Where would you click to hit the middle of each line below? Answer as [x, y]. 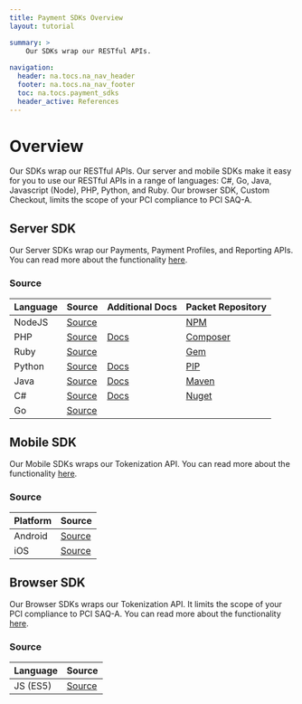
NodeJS [31, 322]
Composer [208, 337]
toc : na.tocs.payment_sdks [68, 93]
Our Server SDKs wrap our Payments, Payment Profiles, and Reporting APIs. [151, 251]
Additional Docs [142, 307]
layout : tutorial [42, 26]
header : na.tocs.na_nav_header [76, 76]
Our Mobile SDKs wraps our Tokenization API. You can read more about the [150, 464]
